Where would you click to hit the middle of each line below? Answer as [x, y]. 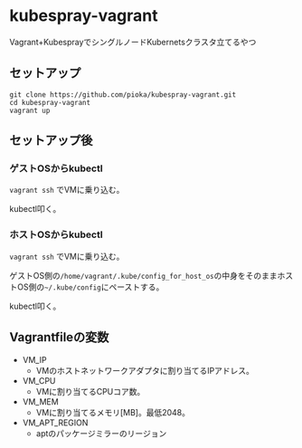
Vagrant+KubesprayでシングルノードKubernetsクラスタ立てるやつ [133, 42]
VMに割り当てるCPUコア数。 [90, 391]
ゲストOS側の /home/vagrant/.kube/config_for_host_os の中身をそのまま [143, 275]
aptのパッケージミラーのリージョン [101, 433]
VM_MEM [40, 401]
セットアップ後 [51, 141]
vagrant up [30, 110]
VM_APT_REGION [55, 423]
